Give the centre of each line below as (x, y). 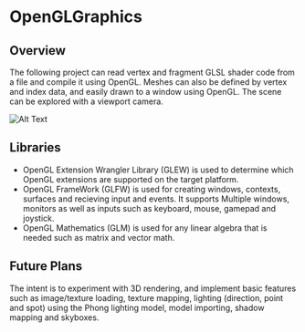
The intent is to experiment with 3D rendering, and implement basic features (153, 288)
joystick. (38, 218)
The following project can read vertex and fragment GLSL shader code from (152, 72)
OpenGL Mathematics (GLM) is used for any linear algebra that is (145, 228)
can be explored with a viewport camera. (87, 101)
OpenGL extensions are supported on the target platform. (131, 179)
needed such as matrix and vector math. (99, 237)
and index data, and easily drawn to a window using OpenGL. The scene (146, 92)
